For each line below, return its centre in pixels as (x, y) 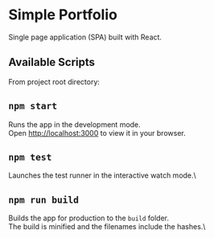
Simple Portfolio (63, 15)
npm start (33, 106)
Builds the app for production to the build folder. (89, 218)
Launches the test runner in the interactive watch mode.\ (103, 175)
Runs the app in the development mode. (74, 124)
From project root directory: (54, 81)
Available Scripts (51, 62)
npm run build (43, 200)
